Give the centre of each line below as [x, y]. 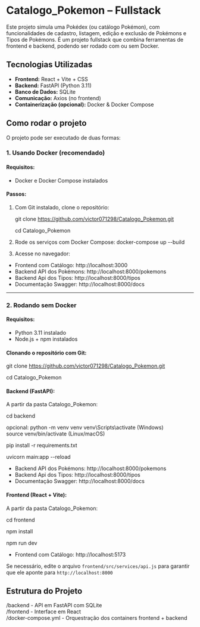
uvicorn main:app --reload [38, 457]
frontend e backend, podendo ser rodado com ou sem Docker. [83, 46]
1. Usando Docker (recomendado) [56, 153]
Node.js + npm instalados [46, 339]
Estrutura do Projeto [44, 591]
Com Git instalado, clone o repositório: [62, 207]
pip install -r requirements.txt [42, 446]
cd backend [21, 416]
